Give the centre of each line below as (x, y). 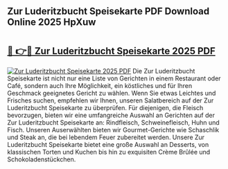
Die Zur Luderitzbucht (164, 71)
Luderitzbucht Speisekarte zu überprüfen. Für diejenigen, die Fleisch (105, 108)
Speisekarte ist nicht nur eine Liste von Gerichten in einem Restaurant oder (114, 78)
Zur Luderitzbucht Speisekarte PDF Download (108, 11)
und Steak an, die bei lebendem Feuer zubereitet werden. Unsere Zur (106, 137)
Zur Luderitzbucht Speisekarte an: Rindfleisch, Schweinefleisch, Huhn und (113, 123)
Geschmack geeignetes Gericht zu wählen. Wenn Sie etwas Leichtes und (112, 93)
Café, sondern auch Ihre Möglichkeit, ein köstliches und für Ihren (100, 86)
